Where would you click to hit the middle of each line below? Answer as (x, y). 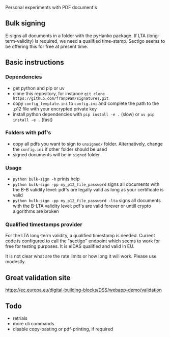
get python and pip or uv (38, 88)
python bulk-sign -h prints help (46, 179)
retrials (20, 318)
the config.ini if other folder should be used (60, 149)
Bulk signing (25, 23)
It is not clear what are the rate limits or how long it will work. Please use (81, 256)
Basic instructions (35, 62)
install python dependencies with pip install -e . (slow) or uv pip (83, 114)
